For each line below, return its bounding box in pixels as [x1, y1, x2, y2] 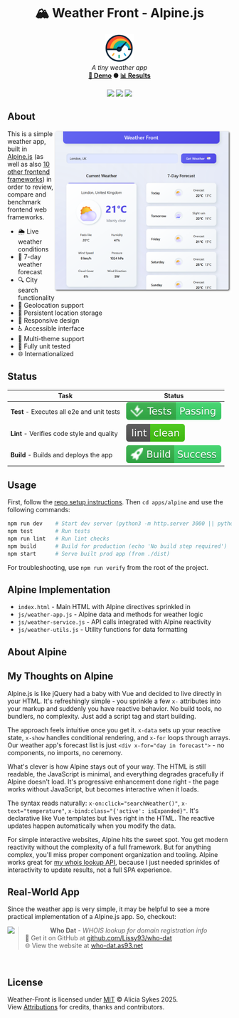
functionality [17, 293, 55, 302]
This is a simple [7, 129, 53, 138]
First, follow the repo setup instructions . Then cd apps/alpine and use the [7, 498, 223, 507]
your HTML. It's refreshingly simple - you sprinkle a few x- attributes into [7, 697, 221, 705]
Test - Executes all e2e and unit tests [10, 407, 121, 416]
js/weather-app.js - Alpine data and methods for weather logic [17, 610, 204, 619]
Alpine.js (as [7, 152, 44, 160]
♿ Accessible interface [17, 324, 85, 333]
